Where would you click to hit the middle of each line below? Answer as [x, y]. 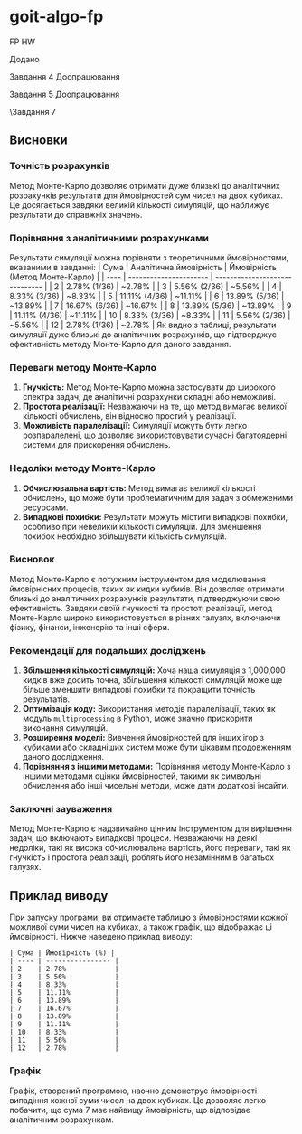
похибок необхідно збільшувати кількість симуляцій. [125, 536]
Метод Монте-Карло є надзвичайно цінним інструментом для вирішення [151, 828]
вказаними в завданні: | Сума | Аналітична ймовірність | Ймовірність [143, 267]
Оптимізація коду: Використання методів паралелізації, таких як [149, 709]
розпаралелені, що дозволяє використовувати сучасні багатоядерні [155, 435]
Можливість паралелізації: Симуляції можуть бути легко [135, 426]
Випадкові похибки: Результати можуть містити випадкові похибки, [155, 516]
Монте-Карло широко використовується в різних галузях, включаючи [145, 618]
